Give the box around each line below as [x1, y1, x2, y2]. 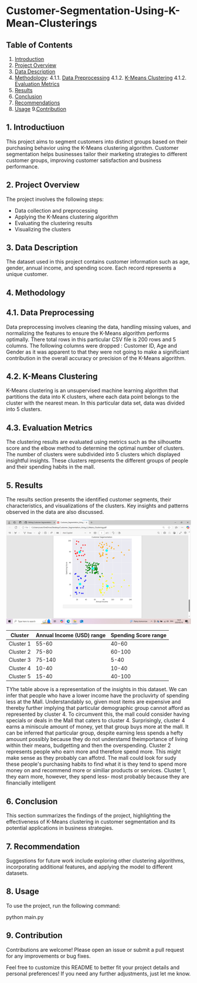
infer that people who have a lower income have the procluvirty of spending [6, 692, 189, 699]
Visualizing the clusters [14, 225, 72, 233]
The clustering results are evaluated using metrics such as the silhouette [6, 439, 182, 446]
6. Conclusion [6, 796, 58, 806]
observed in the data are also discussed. [6, 509, 104, 516]
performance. [6, 163, 39, 170]
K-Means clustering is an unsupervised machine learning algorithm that [6, 387, 179, 394]
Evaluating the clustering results [14, 219, 93, 227]
